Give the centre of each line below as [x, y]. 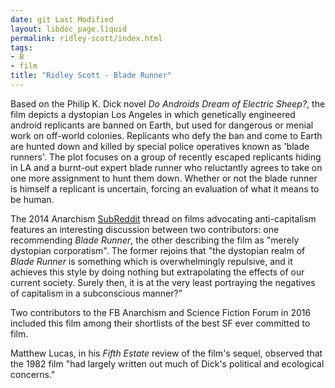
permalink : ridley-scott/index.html [86, 38]
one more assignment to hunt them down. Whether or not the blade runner [164, 178]
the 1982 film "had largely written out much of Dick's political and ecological [167, 363]
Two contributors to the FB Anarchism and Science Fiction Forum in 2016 [161, 312]
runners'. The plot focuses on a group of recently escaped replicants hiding [166, 157]
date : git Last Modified [62, 19]
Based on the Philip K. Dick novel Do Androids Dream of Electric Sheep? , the [168, 103]
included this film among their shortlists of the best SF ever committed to [160, 323]
